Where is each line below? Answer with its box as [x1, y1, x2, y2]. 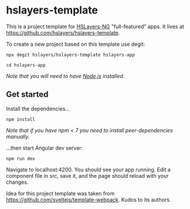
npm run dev [6, 156, 35, 161]
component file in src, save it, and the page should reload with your [6, 172, 169, 179]
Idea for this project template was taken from [6, 190, 115, 197]
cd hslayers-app [6, 62, 46, 68]
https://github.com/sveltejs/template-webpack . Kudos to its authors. [6, 196, 171, 203]
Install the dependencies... [6, 105, 70, 112]
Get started [6, 89, 49, 100]
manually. [6, 133, 30, 140]
